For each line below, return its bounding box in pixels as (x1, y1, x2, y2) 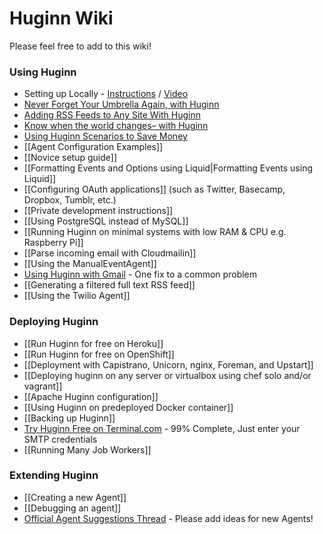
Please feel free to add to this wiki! (9, 40, 152, 52)
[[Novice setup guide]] (23, 152, 117, 164)
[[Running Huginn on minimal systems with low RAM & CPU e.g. (23, 226, 287, 238)
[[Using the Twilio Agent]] (23, 290, 131, 302)
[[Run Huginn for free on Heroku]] (23, 337, 164, 349)
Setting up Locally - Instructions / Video (23, 88, 189, 100)
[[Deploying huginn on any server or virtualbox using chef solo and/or (23, 369, 312, 381)
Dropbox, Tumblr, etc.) (23, 194, 117, 206)
